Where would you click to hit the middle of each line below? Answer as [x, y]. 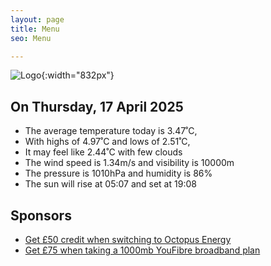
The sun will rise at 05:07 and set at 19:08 [110, 184]
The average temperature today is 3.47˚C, [111, 131]
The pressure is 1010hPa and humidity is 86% [118, 173]
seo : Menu [31, 38]
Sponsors [41, 215]
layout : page [37, 19]
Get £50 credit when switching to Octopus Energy [128, 239]
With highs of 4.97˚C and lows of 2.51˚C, [107, 142]
